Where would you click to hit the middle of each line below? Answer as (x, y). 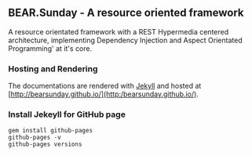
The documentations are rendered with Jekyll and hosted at (105, 86)
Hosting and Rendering (53, 68)
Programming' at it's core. (50, 48)
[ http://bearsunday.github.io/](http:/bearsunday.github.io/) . (103, 94)
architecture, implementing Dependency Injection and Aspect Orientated (125, 40)
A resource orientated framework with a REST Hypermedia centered (119, 31)
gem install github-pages (50, 131)
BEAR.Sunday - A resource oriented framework (126, 13)
